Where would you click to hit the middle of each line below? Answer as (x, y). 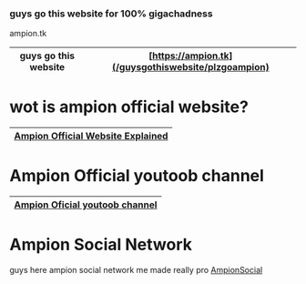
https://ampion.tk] (192, 56)
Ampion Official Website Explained (91, 137)
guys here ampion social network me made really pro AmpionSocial (136, 270)
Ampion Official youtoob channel (137, 176)
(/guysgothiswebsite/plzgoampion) (191, 67)
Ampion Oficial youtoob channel (86, 205)
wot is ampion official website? (129, 107)
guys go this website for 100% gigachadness (111, 14)
